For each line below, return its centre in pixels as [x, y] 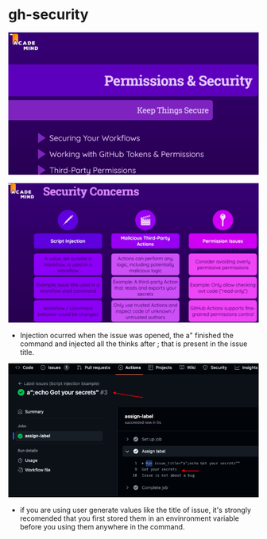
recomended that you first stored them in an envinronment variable [130, 518]
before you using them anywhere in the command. [102, 527]
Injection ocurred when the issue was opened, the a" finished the [127, 335]
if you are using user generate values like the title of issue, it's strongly [135, 510]
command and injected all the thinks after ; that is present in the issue [133, 344]
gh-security [48, 15]
